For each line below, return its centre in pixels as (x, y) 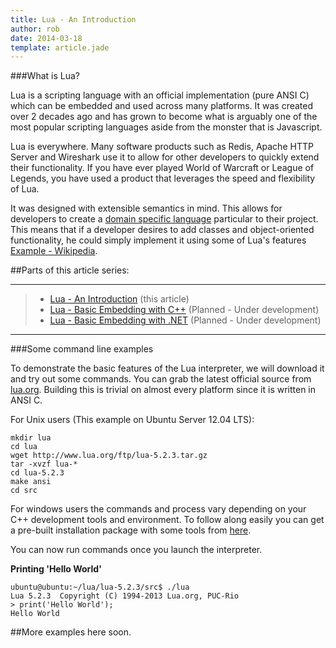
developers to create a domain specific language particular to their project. (164, 219)
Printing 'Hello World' (56, 569)
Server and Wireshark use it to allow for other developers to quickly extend (165, 157)
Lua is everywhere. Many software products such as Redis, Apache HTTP (162, 147)
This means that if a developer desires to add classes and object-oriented (162, 230)
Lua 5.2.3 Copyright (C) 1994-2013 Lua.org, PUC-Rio (125, 596)
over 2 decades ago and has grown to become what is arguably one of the (164, 117)
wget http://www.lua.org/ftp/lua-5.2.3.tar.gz (109, 456)
